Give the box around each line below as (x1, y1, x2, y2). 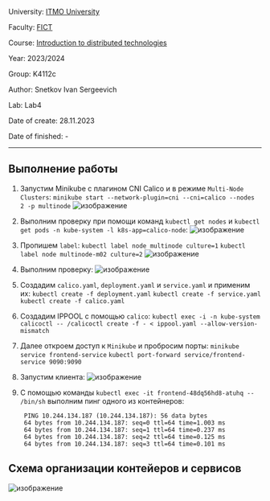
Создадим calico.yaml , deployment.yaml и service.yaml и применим (19, 280, 251, 290)
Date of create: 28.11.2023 (8, 116, 95, 125)
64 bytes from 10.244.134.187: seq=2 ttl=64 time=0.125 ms (23, 433, 226, 441)
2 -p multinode (19, 202, 72, 210)
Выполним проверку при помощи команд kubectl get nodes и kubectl (19, 216, 260, 226)
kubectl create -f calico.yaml (19, 297, 125, 305)
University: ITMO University (8, 7, 100, 16)
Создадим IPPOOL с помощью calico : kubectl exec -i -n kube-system (19, 311, 260, 321)
